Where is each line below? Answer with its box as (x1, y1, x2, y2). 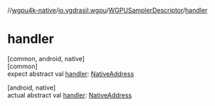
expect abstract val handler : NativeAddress (7, 69, 135, 78)
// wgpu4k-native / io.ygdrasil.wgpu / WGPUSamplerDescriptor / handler (7, 6, 208, 14)
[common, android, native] (7, 54, 85, 63)
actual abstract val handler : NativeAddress (7, 90, 132, 99)
